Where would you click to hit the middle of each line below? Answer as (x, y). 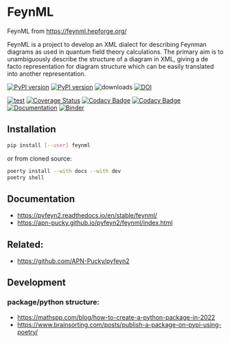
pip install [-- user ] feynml (49, 145)
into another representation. (47, 74)
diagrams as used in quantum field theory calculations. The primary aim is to (115, 52)
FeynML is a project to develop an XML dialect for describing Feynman (107, 44)
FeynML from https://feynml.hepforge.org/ (67, 31)
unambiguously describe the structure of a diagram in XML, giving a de (108, 59)
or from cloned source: (39, 158)
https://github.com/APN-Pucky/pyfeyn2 (73, 261)
